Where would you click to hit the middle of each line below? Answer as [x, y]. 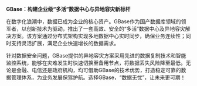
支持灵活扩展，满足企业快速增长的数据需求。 [65, 43]
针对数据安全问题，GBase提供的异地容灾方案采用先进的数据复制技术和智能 [96, 55]
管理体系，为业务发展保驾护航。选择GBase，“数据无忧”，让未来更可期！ [98, 77]
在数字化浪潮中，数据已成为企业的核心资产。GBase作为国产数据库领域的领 [96, 21]
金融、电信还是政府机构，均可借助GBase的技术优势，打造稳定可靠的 [99, 70]
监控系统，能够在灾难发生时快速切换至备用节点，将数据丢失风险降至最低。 [96, 63]
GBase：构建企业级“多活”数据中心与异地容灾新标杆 [68, 9]
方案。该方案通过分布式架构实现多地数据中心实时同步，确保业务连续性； [98, 36]
